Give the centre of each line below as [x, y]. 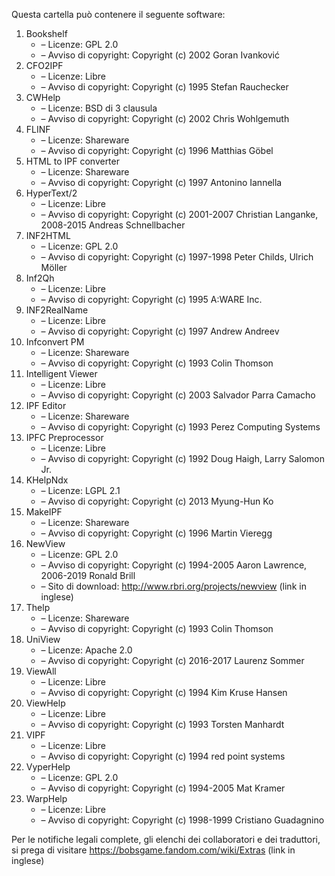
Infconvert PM [55, 342]
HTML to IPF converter [72, 161]
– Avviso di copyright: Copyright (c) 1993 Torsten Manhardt [162, 724]
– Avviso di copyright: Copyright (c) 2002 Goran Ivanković [160, 55]
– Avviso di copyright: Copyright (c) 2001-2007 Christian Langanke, [179, 214]
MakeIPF [44, 512]
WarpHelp [46, 798]
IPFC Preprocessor [64, 437]
